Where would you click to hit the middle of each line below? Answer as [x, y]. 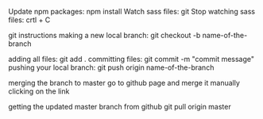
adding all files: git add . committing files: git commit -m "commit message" [131, 59]
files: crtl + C [29, 20]
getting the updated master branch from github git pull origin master [120, 107]
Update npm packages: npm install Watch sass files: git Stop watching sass [132, 12]
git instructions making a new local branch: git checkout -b [104, 35]
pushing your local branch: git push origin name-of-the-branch [111, 67]
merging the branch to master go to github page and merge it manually [124, 83]
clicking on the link [39, 91]
